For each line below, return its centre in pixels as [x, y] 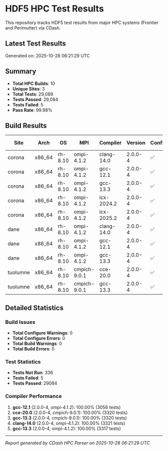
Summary [21, 71]
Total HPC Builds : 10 [34, 83]
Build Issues [20, 322]
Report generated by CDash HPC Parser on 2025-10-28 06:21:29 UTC [77, 442]
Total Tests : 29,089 [33, 94]
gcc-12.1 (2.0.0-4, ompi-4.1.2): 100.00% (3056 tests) [66, 407]
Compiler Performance [33, 396]
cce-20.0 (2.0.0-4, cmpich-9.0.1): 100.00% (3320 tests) [70, 412]
